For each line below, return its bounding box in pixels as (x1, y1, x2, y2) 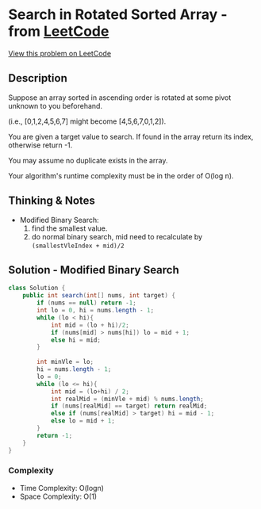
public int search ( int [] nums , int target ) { (22, 292, 176, 300)
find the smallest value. (31, 224, 108, 233)
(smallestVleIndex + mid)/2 (31, 242, 125, 250)
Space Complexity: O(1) (19, 492, 98, 501)
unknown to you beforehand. (8, 101, 103, 110)
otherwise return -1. (8, 140, 73, 150)
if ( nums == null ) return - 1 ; (36, 299, 136, 307)
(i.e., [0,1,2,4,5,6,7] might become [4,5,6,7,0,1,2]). (8, 117, 167, 126)
